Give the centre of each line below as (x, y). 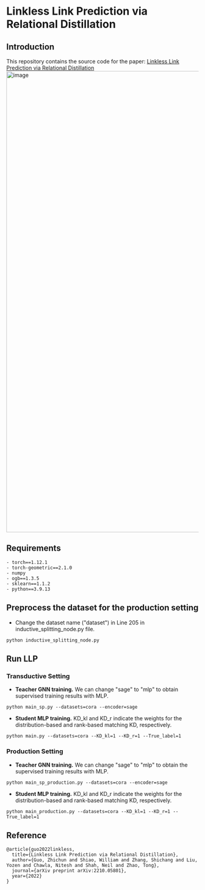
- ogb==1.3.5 (23, 578)
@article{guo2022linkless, (41, 850)
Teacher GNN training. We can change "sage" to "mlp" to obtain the (101, 765)
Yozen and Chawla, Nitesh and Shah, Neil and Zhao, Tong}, (83, 866)
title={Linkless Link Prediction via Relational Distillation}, (95, 855)
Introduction (31, 47)
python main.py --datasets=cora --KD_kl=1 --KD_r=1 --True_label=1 (94, 736)
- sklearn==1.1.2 (28, 584)
